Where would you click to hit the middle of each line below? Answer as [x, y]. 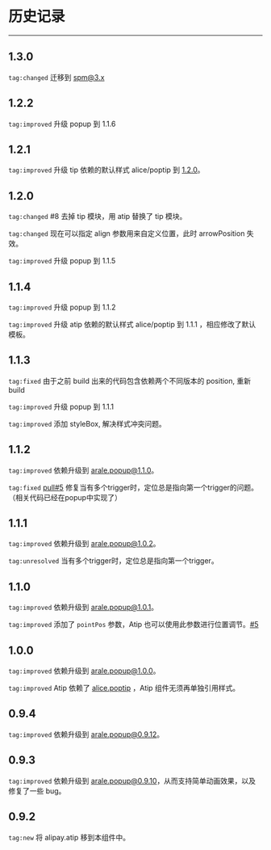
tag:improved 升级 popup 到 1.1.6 [62, 124]
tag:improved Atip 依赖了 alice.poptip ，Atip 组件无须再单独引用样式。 [124, 688]
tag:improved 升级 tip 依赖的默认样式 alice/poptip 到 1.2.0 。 [106, 170]
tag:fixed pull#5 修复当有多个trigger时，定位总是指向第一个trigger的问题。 [133, 487]
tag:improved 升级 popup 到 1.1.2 [62, 307]
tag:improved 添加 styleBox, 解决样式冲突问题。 [88, 423]
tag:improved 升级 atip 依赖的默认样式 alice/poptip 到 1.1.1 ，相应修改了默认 [132, 324]
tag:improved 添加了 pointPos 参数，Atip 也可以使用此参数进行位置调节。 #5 [134, 625]
